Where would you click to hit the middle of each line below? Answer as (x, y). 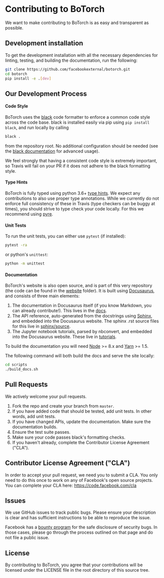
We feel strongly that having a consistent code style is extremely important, (81, 160)
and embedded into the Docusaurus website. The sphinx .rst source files (85, 321)
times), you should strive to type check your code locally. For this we (74, 209)
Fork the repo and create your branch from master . (63, 406)
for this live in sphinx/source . (41, 326)
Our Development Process (46, 93)
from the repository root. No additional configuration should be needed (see (82, 146)
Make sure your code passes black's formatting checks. (69, 437)
